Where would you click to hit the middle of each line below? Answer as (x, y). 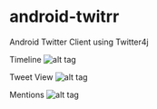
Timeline (26, 59)
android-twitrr (64, 17)
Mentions (27, 94)
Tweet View (31, 77)
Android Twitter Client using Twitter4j (79, 42)
